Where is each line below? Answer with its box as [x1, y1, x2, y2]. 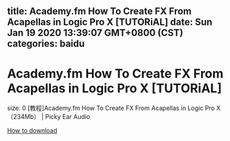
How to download [7, 126, 57, 135]
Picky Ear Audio [44, 113, 90, 121]
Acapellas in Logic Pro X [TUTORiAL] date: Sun [7, 17, 213, 28]
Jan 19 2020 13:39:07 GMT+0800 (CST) [7, 27, 184, 39]
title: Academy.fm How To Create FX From [7, 6, 192, 17]
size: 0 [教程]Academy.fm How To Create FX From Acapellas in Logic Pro [7, 104, 215, 113]
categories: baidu [7, 38, 85, 50]
